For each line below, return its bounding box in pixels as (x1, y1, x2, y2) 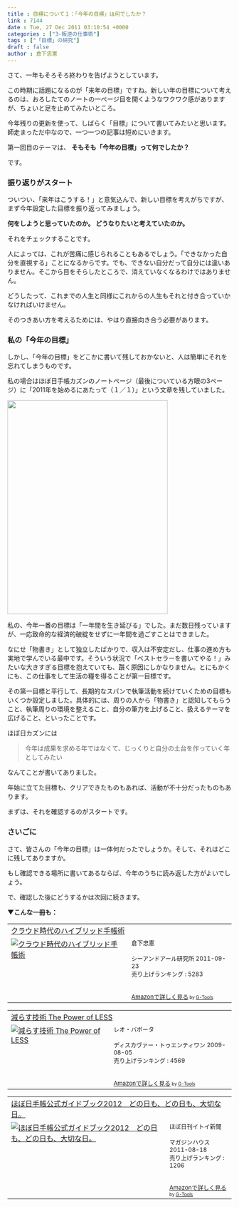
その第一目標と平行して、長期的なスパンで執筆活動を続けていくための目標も (7, 687, 232, 696)
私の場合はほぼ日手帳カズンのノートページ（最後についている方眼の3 (7, 377, 211, 385)
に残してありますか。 (7, 853, 70, 862)
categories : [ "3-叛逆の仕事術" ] (7, 30, 100, 38)
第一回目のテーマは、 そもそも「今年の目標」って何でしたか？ (7, 143, 190, 151)
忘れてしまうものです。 (7, 362, 76, 370)
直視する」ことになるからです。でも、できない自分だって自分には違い (19, 258, 225, 268)
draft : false (7, 44, 50, 51)
